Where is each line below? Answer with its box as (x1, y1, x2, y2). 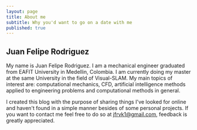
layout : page (6, 8, 38, 15)
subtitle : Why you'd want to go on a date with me (6, 19, 133, 25)
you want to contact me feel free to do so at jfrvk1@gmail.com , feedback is (6, 111, 188, 118)
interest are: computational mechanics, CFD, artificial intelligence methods (6, 81, 186, 88)
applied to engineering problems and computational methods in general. (6, 87, 181, 94)
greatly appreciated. (6, 117, 55, 124)
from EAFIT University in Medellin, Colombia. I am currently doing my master (6, 69, 191, 76)
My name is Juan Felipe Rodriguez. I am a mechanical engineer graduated (6, 62, 185, 69)
